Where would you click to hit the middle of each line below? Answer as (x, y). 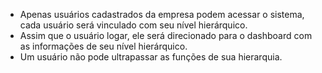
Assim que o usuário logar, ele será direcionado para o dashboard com (166, 35)
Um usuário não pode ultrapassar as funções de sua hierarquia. (151, 57)
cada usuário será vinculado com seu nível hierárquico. (133, 25)
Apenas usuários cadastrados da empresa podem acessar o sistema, (162, 14)
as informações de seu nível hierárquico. (103, 46)
